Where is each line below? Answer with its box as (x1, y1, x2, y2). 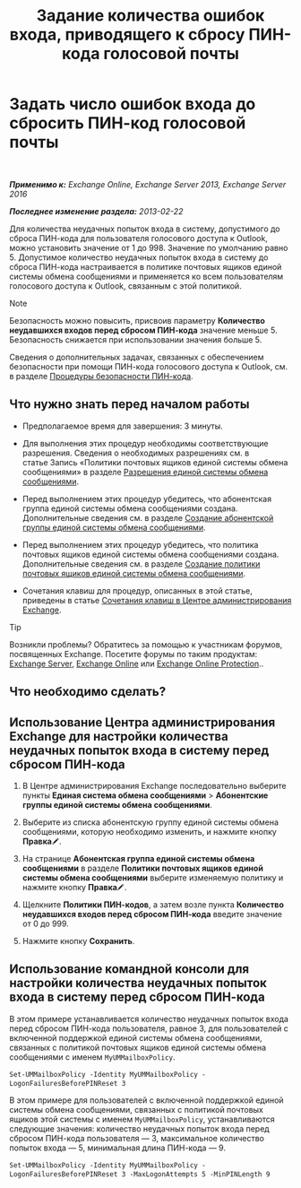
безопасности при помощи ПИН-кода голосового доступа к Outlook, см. (9, 360, 288, 372)
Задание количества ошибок (36, 5, 265, 26)
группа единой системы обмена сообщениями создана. (21, 503, 238, 514)
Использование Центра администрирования (9, 715, 276, 730)
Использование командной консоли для (9, 961, 249, 977)
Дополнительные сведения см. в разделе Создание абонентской (21, 512, 274, 523)
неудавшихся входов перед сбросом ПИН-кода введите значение (21, 908, 282, 919)
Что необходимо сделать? (9, 684, 167, 699)
